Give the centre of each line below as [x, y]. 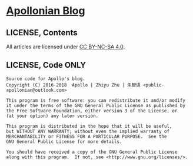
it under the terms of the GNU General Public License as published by [96, 105]
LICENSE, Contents [42, 33]
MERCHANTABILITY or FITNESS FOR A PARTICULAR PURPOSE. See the [86, 137]
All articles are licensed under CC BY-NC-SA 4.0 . [66, 47]
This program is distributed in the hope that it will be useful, [89, 126]
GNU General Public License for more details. [64, 142]
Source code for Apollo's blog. [46, 79]
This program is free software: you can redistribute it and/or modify [96, 100]
